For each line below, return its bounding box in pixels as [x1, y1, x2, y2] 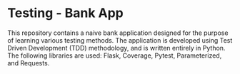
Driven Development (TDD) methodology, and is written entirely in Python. [7, 43, 226, 52]
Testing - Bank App [7, 5, 124, 21]
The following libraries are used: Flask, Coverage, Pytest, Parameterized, [7, 51, 222, 60]
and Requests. [7, 58, 50, 67]
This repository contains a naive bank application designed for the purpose [7, 28, 229, 37]
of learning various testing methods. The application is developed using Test [7, 36, 233, 44]
